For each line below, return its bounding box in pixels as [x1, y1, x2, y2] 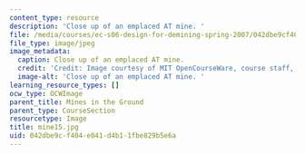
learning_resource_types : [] [9, 81, 120, 90]
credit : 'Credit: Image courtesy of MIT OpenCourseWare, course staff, [17, 64, 295, 73]
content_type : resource [9, 13, 100, 23]
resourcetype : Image [9, 114, 88, 123]
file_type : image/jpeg [9, 38, 95, 48]
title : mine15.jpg [9, 123, 79, 132]
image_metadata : [9, 47, 71, 56]
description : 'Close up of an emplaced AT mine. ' [9, 22, 205, 31]
